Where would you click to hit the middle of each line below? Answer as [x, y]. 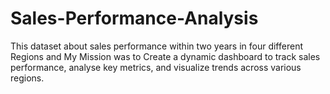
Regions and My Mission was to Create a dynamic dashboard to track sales [165, 56]
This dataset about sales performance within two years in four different [156, 46]
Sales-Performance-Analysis [134, 18]
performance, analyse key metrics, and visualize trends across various [156, 67]
